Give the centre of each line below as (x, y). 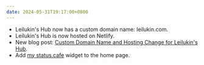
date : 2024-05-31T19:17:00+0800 (47, 12)
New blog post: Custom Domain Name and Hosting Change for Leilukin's (106, 42)
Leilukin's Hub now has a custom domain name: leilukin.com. (92, 29)
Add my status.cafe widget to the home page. (72, 55)
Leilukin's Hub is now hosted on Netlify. (65, 36)
